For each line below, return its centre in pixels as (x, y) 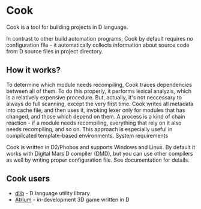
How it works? (34, 70)
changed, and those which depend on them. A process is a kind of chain (96, 116)
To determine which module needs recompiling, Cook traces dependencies (99, 84)
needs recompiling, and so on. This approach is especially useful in (89, 129)
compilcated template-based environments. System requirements (87, 135)
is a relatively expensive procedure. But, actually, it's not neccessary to (94, 97)
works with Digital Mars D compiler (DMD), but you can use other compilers (100, 153)
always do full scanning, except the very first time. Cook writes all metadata (100, 104)
